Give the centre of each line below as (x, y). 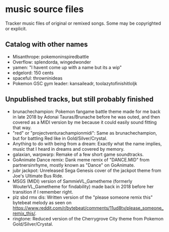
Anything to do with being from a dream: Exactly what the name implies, (87, 143)
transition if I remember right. (43, 192)
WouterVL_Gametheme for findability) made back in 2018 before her (83, 186)
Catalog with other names (47, 45)
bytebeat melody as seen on (42, 202)
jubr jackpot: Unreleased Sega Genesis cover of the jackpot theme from (87, 170)
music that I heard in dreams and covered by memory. (68, 149)
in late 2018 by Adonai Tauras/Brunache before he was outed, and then (86, 117)
